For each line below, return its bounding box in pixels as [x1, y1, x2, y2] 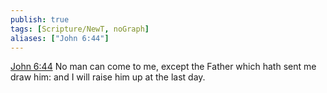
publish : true [10, 14, 70, 25]
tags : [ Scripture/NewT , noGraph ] [10, 24, 150, 34]
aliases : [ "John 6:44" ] [10, 33, 110, 43]
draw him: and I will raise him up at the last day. [10, 71, 206, 83]
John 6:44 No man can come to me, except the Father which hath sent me [10, 61, 317, 73]
